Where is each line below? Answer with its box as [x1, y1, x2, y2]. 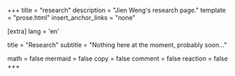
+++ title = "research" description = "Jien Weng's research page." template [7, 6, 226, 14]
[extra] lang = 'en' [7, 27, 60, 35]
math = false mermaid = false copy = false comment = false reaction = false [7, 54, 228, 63]
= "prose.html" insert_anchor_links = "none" [7, 13, 136, 22]
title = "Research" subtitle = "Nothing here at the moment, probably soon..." [7, 41, 227, 49]
